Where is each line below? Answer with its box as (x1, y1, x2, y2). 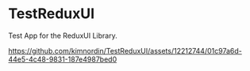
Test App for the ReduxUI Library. (8, 31, 117, 40)
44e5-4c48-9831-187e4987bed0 (8, 54, 117, 64)
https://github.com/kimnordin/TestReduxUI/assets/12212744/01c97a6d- (8, 46, 242, 55)
